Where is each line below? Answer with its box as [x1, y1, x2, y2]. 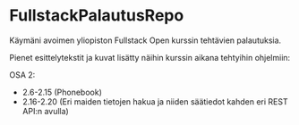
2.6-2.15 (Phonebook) [21, 87, 103, 97]
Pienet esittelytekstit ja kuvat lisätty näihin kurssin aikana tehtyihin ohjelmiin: [9, 52, 291, 62]
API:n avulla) [21, 105, 69, 116]
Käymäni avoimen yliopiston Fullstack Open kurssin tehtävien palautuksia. [9, 35, 282, 46]
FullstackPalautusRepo [9, 5, 184, 26]
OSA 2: [9, 69, 36, 80]
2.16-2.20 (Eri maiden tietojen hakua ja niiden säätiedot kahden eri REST [21, 96, 288, 107]
